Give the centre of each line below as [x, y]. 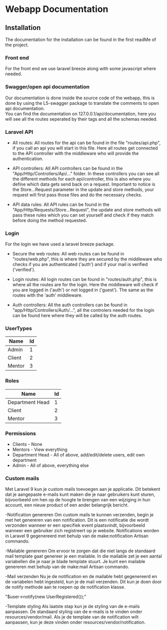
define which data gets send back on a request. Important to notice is [84, 184]
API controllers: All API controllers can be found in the [68, 168]
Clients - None [27, 444]
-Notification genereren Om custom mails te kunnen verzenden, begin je [79, 515]
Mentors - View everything [40, 449]
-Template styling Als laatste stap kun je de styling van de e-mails [73, 607]
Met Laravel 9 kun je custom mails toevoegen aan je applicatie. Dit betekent [83, 489]
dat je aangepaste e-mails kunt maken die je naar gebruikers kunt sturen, [80, 494]
